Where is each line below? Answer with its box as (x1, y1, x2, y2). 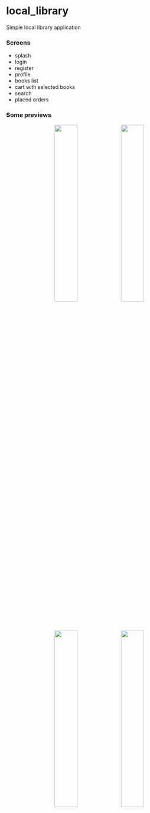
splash (14, 52, 31, 59)
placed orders (14, 96, 49, 103)
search (14, 90, 32, 97)
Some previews (6, 111, 52, 119)
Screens (6, 39, 31, 47)
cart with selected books (14, 84, 76, 91)
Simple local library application (6, 24, 81, 31)
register (14, 65, 34, 72)
